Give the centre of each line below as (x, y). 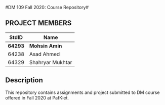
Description (24, 80)
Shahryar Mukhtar (51, 62)
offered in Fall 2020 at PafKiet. (37, 97)
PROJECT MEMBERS (38, 23)
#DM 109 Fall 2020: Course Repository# (47, 7)
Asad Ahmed (45, 54)
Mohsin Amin (46, 46)
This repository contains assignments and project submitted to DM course (82, 92)
